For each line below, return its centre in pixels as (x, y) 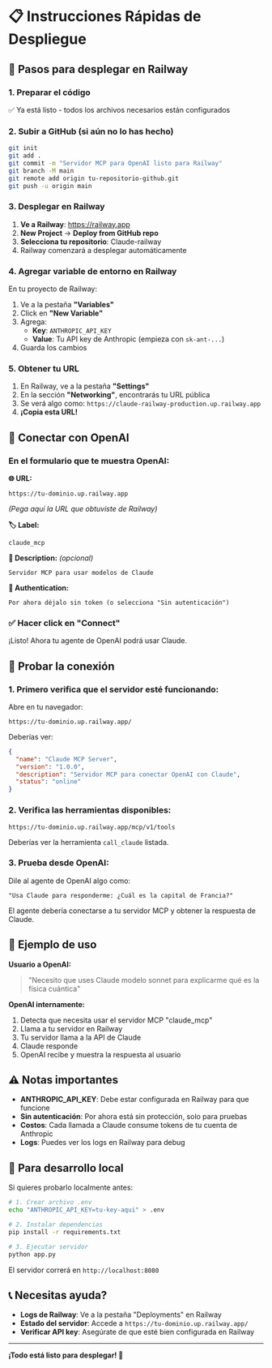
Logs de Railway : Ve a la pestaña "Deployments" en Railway (121, 1314)
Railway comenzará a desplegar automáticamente (104, 250)
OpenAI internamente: (47, 1004)
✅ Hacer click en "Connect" (64, 623)
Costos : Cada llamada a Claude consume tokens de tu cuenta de (128, 1126)
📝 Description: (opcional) (51, 558)
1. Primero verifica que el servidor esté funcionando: (114, 689)
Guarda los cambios (53, 348)
